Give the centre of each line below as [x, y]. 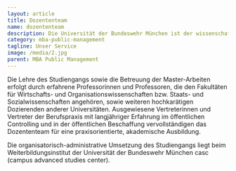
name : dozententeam [36, 27]
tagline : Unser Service [42, 46]
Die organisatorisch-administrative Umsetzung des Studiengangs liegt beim [117, 145]
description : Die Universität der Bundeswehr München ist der [100, 33]
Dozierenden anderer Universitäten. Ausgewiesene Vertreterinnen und [109, 109]
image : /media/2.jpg [38, 53]
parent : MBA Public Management [53, 60]
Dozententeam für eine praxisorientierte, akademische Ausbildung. [104, 131]
